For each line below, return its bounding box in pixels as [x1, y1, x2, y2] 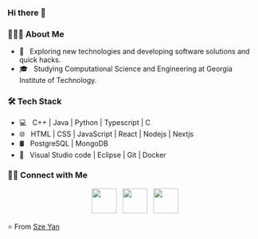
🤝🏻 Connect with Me [7, 170, 88, 181]
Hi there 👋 [7, 7, 47, 18]
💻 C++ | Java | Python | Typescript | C [18, 117, 151, 127]
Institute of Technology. [18, 76, 97, 85]
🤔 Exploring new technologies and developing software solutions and [18, 47, 250, 57]
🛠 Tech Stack [7, 96, 62, 107]
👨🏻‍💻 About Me [7, 28, 64, 39]
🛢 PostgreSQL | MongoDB [18, 139, 109, 148]
